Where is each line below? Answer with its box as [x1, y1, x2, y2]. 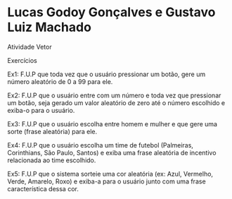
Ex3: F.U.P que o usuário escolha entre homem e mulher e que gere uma [7, 119, 218, 128]
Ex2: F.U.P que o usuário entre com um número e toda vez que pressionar [7, 91, 221, 99]
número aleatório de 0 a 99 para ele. [7, 77, 113, 85]
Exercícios [7, 56, 37, 64]
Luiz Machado [7, 19, 91, 35]
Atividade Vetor [7, 42, 52, 51]
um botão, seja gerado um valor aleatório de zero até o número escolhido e [7, 98, 226, 107]
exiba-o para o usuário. [7, 106, 75, 114]
